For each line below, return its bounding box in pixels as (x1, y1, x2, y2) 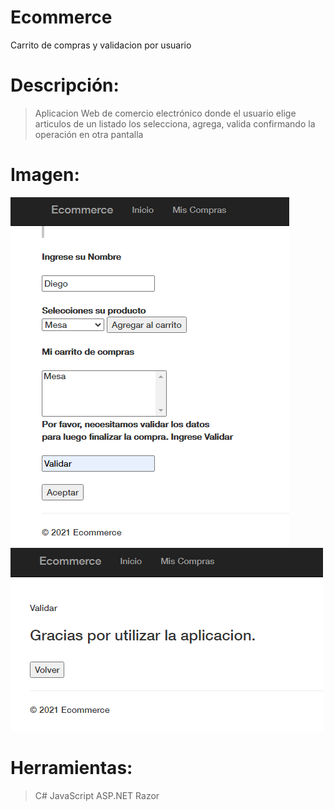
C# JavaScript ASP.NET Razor (34, 789, 160, 801)
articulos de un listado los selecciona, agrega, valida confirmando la (34, 117, 316, 130)
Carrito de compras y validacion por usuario (10, 39, 192, 51)
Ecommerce (10, 6, 113, 29)
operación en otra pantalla (34, 128, 144, 140)
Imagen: (10, 164, 80, 186)
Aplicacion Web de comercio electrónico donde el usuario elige (34, 107, 297, 119)
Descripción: (10, 74, 120, 97)
